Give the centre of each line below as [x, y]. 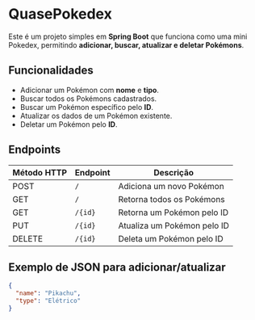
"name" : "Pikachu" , [48, 293]
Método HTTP [40, 172]
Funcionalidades [51, 71]
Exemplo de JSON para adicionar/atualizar [117, 267]
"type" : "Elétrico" [48, 301]
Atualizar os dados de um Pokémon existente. [96, 116]
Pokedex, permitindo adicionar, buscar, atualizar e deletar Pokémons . [126, 44]
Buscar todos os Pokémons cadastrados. [88, 99]
